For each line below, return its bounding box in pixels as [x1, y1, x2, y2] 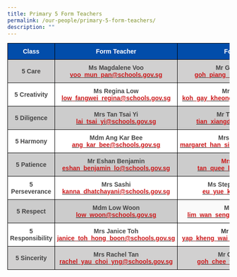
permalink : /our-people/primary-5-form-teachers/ [7, 17, 157, 24]
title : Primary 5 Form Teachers [7, 10, 102, 18]
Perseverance [11, 187, 51, 196]
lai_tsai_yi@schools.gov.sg [75, 118, 157, 125]
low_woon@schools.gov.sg [75, 211, 157, 219]
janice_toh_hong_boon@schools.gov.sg [56, 234, 176, 242]
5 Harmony [15, 137, 48, 145]
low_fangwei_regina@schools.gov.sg [61, 94, 171, 102]
